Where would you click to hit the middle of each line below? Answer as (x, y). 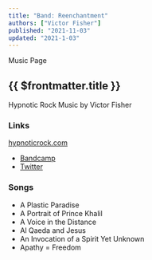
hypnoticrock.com (38, 143)
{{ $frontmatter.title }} (64, 86)
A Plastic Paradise (49, 205)
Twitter (31, 167)
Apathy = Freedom (51, 247)
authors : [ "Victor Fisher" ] (55, 23)
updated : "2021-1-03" (44, 38)
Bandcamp (37, 158)
